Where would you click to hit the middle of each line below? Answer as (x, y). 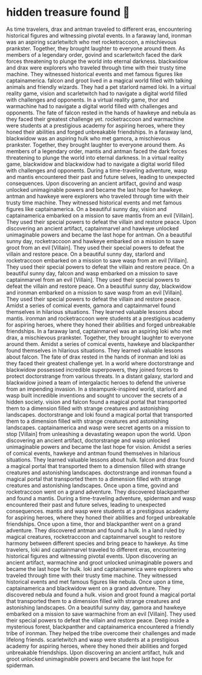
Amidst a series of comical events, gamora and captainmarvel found (91, 305)
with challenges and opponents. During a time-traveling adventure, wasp (97, 170)
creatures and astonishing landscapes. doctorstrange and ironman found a (99, 472)
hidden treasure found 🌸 (68, 12)
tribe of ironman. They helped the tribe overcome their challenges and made (101, 633)
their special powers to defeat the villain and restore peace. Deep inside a (98, 620)
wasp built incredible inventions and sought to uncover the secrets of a (94, 395)
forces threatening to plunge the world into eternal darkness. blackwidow (97, 61)
